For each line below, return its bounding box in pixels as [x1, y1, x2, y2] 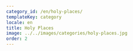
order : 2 [6, 36, 28, 42]
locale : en [6, 19, 33, 25]
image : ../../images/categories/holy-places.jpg [6, 30, 128, 36]
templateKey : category [6, 14, 62, 20]
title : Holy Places [6, 25, 54, 31]
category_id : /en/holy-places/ [6, 8, 83, 15]
